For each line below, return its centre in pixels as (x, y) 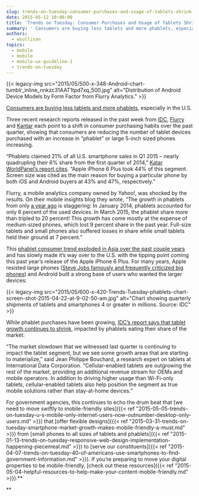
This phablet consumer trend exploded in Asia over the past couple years (96, 249)
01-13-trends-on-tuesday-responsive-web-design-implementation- (88, 440)
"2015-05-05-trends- (162, 409)
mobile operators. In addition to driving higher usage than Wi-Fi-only (90, 378)
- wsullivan (26, 39)
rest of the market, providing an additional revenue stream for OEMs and (94, 372)
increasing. (20, 145)
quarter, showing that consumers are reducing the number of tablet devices (99, 132)
